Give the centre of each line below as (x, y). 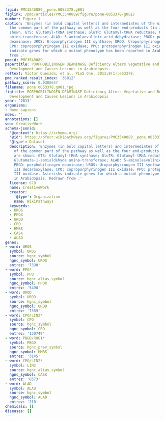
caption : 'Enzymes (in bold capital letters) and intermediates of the (80, 23)
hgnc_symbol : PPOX (28, 283)
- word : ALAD (18, 384)
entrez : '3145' (25, 356)
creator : (18, 192)
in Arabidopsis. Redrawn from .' (48, 179)
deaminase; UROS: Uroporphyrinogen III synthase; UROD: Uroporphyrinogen (86, 42)
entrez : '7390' (25, 265)
